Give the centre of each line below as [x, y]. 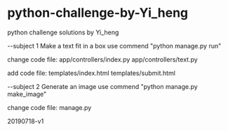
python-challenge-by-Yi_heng [98, 13]
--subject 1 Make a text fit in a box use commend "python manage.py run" [114, 46]
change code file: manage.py [49, 107]
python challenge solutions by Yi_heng [63, 32]
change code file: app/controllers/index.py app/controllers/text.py [102, 59]
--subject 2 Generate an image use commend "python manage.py [102, 86]
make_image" [27, 94]
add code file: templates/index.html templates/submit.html [91, 73]
